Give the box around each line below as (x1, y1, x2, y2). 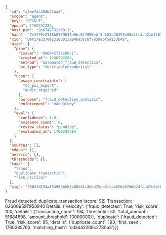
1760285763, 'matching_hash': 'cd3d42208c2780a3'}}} (5, 224, 119, 230)
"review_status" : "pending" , (18, 124, 79, 129)
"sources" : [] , (9, 143, 41, 148)
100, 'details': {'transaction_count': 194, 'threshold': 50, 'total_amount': (5, 208, 148, 214)
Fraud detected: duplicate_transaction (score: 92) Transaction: (5, 198, 132, 204)
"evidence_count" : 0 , (18, 119, 63, 125)
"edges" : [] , (9, 148, 37, 153)
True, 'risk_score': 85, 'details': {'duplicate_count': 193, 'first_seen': (5, 219, 141, 225)
